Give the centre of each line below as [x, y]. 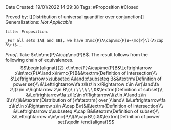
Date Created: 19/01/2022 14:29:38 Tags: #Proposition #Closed [72, 7]
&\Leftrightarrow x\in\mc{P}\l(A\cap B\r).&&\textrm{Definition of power [86, 116]
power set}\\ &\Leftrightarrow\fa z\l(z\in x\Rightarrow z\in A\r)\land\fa [86, 84]
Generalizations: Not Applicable [39, 22]
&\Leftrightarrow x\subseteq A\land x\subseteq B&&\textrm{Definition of [86, 79]
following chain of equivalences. [39, 60]
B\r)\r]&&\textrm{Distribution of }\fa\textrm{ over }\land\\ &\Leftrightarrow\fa [86, 100]
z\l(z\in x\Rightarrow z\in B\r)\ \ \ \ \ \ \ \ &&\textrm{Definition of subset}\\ [86, 89]
